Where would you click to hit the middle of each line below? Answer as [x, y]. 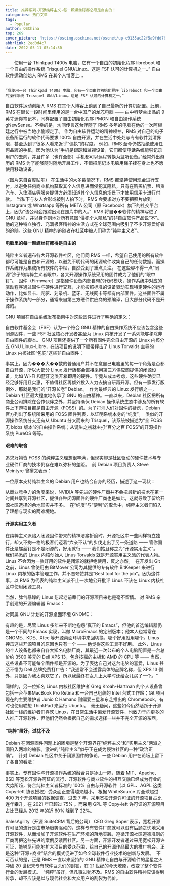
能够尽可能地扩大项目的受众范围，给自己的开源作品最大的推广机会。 [89, 847]
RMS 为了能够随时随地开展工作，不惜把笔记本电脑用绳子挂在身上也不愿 [89, 163]
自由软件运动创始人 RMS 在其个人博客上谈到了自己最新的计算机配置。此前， [84, 106]
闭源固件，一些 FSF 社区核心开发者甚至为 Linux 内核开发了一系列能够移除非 [84, 334]
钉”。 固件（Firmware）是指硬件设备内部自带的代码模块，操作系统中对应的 [84, 280]
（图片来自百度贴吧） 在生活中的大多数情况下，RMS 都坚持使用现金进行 [80, 180]
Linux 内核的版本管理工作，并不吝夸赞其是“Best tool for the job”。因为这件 [83, 574]
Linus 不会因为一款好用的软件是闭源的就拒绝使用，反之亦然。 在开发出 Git [83, 561]
